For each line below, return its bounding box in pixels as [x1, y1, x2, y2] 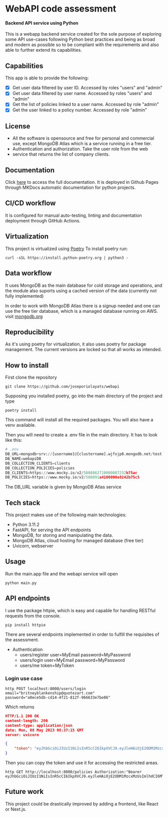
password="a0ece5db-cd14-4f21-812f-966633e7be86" [5, 695, 111, 700]
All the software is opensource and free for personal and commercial [12, 135, 154, 141]
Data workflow [5, 269, 52, 278]
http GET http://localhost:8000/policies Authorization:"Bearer [5, 769, 142, 774]
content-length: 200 [5, 718, 48, 723]
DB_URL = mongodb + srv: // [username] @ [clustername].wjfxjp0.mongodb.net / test [5, 451, 162, 457]
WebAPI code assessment [5, 3, 116, 15]
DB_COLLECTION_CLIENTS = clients [5, 460, 70, 466]
